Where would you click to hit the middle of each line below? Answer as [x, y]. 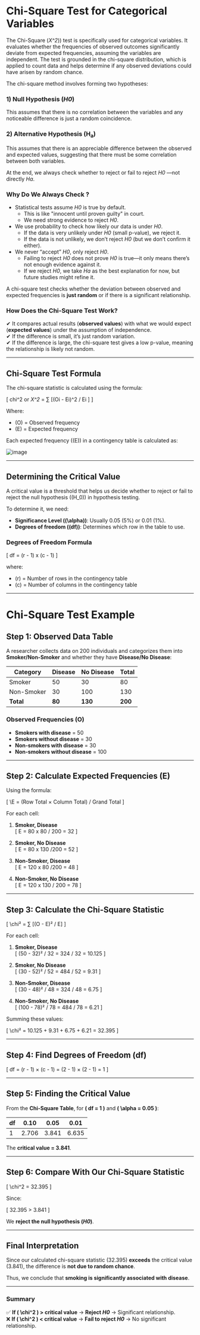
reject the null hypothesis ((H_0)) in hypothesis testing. [73, 497]
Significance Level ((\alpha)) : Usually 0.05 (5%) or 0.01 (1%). [90, 521]
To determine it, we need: [37, 509]
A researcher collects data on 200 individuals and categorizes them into [94, 651]
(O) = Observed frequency [47, 423]
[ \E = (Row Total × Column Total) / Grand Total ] [65, 802]
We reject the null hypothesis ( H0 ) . [50, 1221]
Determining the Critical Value [63, 476]
